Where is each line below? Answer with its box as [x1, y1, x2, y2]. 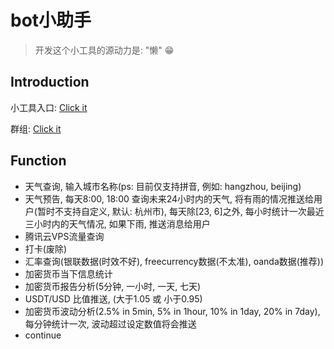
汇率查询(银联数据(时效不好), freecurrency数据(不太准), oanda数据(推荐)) [24, 255, 325, 267]
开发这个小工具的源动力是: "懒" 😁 [34, 44, 175, 56]
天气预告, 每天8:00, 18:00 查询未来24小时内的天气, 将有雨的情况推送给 [24, 192, 315, 205]
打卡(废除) [24, 242, 68, 255]
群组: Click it [10, 122, 62, 135]
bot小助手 [10, 9, 92, 32]
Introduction [10, 74, 90, 91]
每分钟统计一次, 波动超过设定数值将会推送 [24, 317, 197, 330]
